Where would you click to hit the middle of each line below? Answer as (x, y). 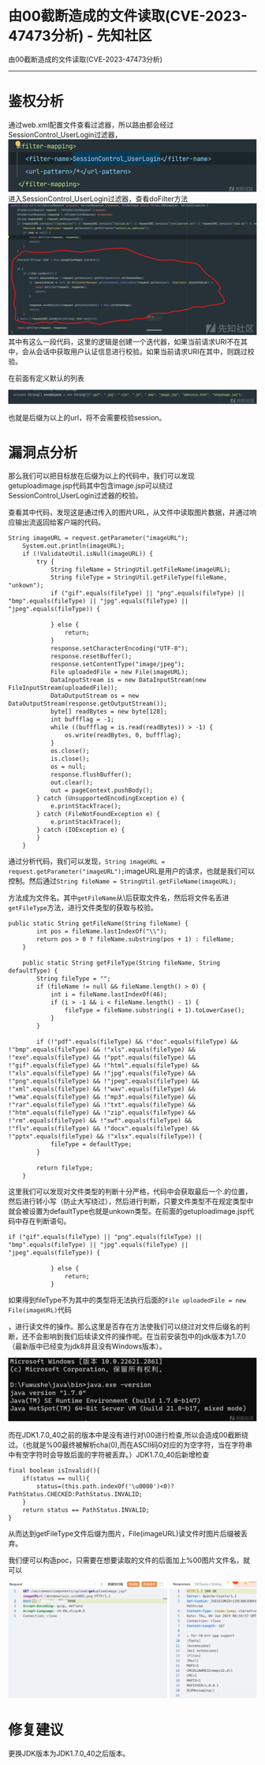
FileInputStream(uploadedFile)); (63, 688)
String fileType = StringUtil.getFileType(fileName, (138, 578)
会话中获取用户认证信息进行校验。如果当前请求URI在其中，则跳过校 (145, 352)
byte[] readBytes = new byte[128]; (109, 712)
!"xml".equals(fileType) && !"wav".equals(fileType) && (102, 1089)
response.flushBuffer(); (91, 775)
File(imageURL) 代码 (40, 1310)
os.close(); (70, 751)
